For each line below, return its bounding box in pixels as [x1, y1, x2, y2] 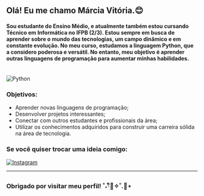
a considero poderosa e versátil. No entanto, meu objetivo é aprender [6, 48, 185, 55]
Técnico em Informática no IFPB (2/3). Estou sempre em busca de [6, 29, 175, 36]
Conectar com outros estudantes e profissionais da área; [15, 116, 158, 124]
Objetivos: [6, 90, 38, 99]
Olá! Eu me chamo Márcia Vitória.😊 [6, 5, 144, 16]
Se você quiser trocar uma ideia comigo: [6, 145, 128, 153]
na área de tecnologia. [15, 130, 72, 137]
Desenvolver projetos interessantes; [15, 110, 106, 117]
